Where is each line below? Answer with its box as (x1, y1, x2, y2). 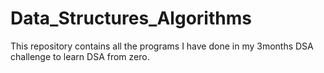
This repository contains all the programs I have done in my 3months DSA (10, 40, 314, 52)
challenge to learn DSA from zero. (10, 50, 150, 62)
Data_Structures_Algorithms (10, 7, 252, 30)
